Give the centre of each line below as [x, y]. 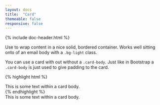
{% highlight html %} [26, 77]
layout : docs [19, 10]
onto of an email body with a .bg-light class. [51, 52]
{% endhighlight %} [25, 92]
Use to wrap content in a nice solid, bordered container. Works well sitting [80, 47]
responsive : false [24, 24]
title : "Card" [21, 14]
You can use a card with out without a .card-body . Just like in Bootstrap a [80, 62]
